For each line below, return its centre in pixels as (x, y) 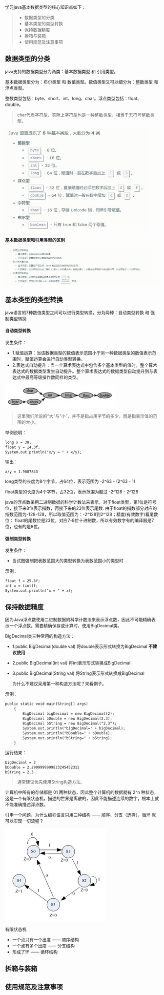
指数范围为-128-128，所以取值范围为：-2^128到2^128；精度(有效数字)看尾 (79, 514)
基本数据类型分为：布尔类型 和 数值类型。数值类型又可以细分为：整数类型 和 (82, 82)
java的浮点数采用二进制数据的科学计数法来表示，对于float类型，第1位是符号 (81, 502)
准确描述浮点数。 (31, 804)
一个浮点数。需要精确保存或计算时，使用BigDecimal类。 (65, 625)
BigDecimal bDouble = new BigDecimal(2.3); (67, 718)
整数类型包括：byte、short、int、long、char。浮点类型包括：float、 (73, 98)
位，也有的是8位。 (24, 526)
